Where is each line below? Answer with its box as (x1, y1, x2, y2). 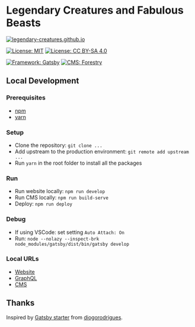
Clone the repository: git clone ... (14, 142, 103, 149)
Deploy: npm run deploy (14, 200, 73, 207)
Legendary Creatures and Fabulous (6, 4, 184, 17)
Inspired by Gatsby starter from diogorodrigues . (6, 313, 123, 320)
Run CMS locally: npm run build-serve (14, 194, 108, 201)
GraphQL (14, 274, 37, 281)
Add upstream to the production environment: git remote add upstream (14, 148, 190, 155)
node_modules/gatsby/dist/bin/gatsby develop (14, 241, 129, 247)
